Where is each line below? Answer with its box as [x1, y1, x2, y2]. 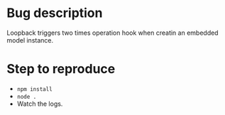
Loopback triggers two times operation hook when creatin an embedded [6, 28, 219, 37]
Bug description [6, 5, 103, 21]
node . [16, 93, 37, 100]
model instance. [6, 35, 54, 44]
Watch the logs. [16, 99, 63, 108]
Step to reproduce [6, 61, 116, 77]
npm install [16, 85, 53, 93]
